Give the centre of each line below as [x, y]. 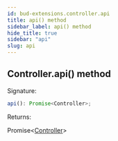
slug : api [22, 46]
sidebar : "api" [29, 40]
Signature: [22, 90]
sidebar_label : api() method [49, 26]
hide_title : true [32, 33]
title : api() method [37, 20]
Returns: [19, 117]
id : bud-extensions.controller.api [59, 14]
